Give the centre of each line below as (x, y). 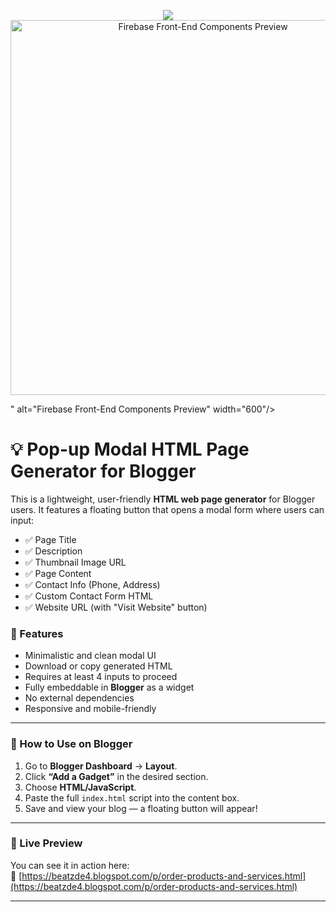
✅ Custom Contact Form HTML (89, 596)
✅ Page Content (58, 573)
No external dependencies (79, 698)
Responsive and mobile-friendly (90, 709)
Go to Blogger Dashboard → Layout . (101, 766)
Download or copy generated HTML (98, 666)
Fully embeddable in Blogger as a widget (109, 687)
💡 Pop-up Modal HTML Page (130, 449)
